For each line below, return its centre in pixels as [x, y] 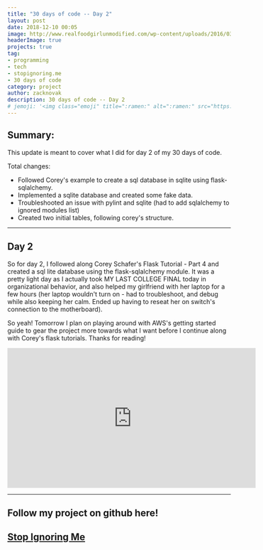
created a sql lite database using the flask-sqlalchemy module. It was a [111, 271]
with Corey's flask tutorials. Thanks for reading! [77, 338]
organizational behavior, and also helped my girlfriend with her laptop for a [116, 286]
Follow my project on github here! [83, 513]
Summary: [31, 135]
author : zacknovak [34, 93]
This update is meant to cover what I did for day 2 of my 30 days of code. [114, 152]
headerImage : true [34, 41]
